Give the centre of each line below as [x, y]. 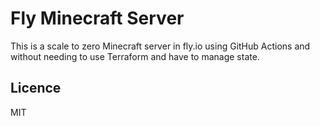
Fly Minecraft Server [97, 18]
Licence [36, 88]
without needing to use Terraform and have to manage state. [135, 56]
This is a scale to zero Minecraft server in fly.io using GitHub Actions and [160, 46]
